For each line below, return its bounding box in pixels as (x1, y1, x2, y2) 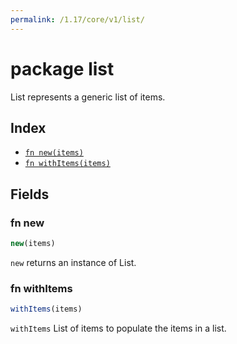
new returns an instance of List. (10, 256, 137, 268)
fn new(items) (24, 148, 84, 158)
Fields (10, 186, 50, 203)
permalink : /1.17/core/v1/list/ (10, 14, 145, 25)
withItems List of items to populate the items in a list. (10, 322, 227, 335)
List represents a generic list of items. (10, 91, 166, 103)
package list (10, 57, 115, 80)
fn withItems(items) (24, 159, 111, 169)
